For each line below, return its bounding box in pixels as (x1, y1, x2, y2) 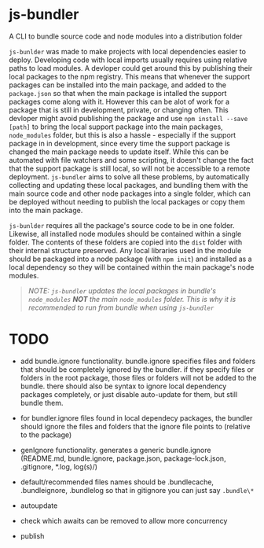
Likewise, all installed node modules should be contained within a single (9, 229, 242, 238)
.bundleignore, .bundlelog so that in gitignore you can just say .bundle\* (20, 485, 255, 495)
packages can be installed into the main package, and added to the (9, 80, 227, 90)
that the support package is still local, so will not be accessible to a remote (9, 164, 251, 173)
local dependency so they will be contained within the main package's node (9, 262, 255, 272)
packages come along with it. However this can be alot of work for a (9, 97, 230, 106)
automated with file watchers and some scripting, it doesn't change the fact (9, 155, 254, 164)
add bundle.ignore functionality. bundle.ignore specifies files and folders (20, 356, 256, 366)
